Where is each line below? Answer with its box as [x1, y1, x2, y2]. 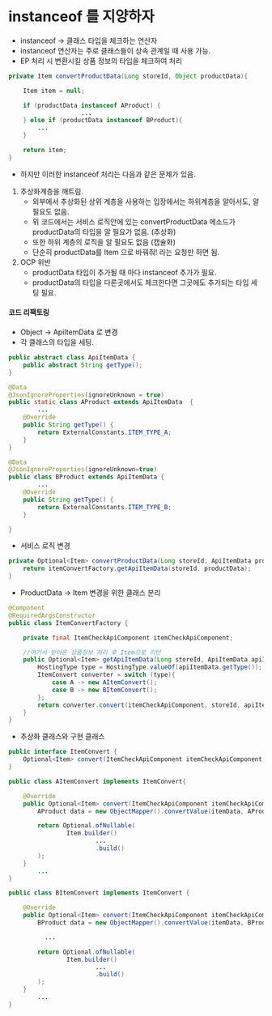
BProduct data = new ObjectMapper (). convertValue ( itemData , [37, 919, 244, 927]
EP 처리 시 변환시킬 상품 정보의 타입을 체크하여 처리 [19, 56, 183, 66]
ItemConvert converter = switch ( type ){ [37, 671, 176, 679]
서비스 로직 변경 [19, 541, 70, 551]
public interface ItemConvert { [8, 748, 117, 756]
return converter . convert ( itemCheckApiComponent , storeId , [37, 701, 241, 709]
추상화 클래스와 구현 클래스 [19, 732, 105, 742]
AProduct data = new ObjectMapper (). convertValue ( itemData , [37, 807, 244, 815]
